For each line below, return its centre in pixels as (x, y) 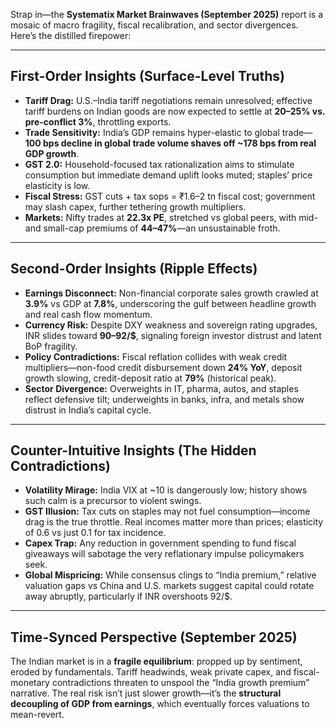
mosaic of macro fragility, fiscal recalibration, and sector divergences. (154, 25)
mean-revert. (37, 715)
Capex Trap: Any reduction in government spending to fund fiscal (160, 543)
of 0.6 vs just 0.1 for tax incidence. (95, 533)
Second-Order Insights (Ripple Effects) (134, 269)
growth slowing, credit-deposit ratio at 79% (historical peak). (150, 378)
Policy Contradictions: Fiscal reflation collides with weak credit (156, 356)
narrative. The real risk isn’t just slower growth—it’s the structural (146, 693)
